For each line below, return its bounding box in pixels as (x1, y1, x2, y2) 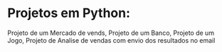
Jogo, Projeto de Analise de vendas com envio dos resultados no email (7, 36, 216, 44)
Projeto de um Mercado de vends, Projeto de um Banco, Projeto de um (7, 28, 215, 37)
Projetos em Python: (7, 5, 130, 21)
